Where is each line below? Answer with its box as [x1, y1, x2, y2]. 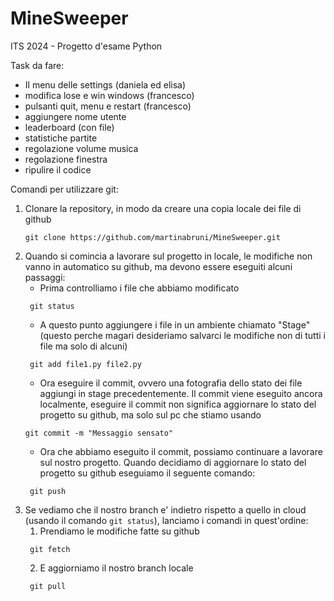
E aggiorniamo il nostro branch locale [39, 562, 194, 574]
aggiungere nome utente [24, 110, 127, 122]
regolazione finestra [24, 153, 108, 165]
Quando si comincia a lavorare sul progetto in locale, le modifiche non [24, 250, 313, 262]
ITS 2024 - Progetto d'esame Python [10, 40, 163, 52]
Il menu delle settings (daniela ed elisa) [24, 78, 187, 91]
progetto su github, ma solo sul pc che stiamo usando [39, 408, 262, 421]
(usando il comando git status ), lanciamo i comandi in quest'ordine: [24, 514, 309, 526]
